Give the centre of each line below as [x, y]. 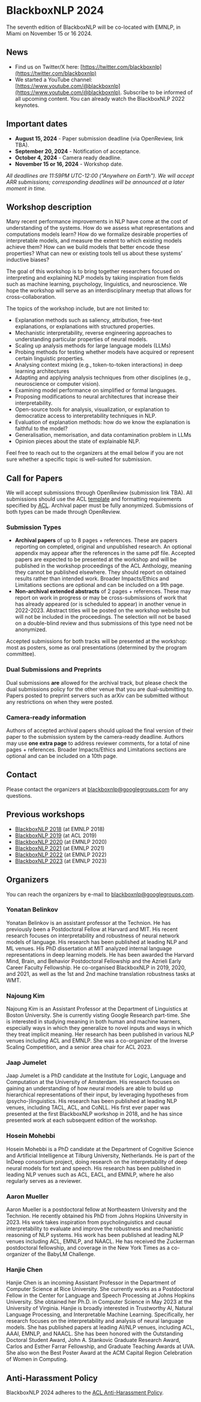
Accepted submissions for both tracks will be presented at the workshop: [97, 641]
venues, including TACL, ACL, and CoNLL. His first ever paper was [88, 1107]
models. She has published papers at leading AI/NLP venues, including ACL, [100, 1328]
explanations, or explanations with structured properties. [85, 326]
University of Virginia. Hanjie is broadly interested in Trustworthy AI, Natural [100, 1308]
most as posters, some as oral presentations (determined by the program [97, 648]
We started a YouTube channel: [53, 79]
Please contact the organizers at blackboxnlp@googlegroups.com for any [97, 789]
